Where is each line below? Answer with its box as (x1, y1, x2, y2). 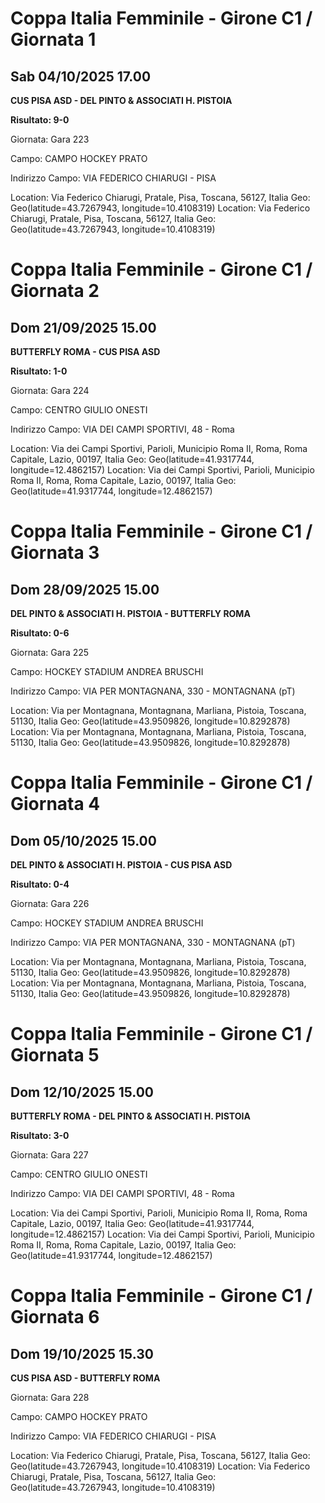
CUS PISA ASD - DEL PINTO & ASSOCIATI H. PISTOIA (10, 95, 233, 106)
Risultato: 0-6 (10, 627, 70, 639)
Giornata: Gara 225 (10, 647, 90, 658)
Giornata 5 (10, 1044, 100, 1067)
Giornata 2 (10, 280, 100, 302)
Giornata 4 (10, 793, 101, 816)
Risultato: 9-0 (10, 114, 70, 126)
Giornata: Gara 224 (10, 385, 90, 396)
